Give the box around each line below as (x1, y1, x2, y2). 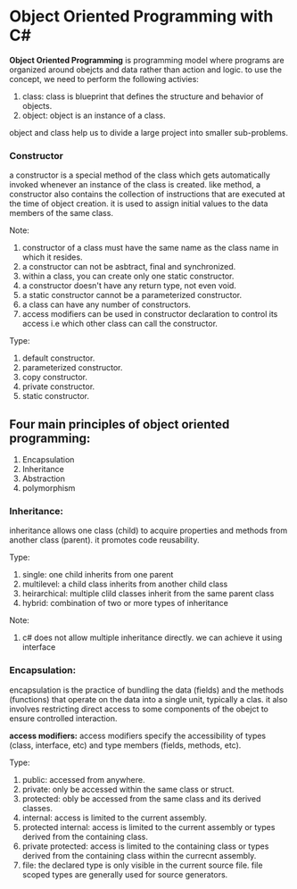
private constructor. (21, 381, 95, 392)
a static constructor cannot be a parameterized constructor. (21, 290, 243, 301)
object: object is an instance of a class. (21, 110, 166, 120)
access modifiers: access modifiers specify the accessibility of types (9, 730, 267, 741)
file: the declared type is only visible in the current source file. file (21, 860, 263, 870)
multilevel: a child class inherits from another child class (21, 578, 228, 590)
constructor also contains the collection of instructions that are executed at (9, 189, 285, 200)
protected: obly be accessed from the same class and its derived (21, 793, 261, 804)
